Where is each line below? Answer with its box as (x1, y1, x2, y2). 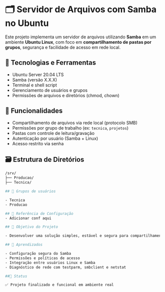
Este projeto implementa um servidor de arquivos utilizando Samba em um (5, 34, 156, 40)
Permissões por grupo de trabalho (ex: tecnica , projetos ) (12, 125, 129, 131)
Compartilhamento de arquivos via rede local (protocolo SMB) (12, 120, 137, 126)
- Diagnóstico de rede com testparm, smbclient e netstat (5, 265, 126, 270)
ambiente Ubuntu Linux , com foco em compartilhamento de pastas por (5, 39, 152, 45)
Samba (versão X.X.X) (12, 77, 57, 82)
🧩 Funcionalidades (5, 106, 63, 115)
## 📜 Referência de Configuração (5, 211, 74, 216)
